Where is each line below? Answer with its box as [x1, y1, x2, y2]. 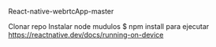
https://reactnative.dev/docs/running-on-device [8, 31, 164, 39]
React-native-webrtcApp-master [8, 7, 114, 16]
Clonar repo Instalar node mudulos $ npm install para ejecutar [8, 22, 210, 31]
